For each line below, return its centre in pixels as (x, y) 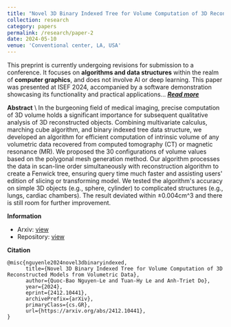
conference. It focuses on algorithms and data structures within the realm (113, 72)
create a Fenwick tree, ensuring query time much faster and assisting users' (115, 173)
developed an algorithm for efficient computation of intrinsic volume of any (113, 137)
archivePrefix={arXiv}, (59, 299)
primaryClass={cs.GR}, (58, 305)
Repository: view (41, 237)
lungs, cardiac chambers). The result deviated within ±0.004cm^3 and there (115, 196)
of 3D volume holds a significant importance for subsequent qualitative (108, 115)
